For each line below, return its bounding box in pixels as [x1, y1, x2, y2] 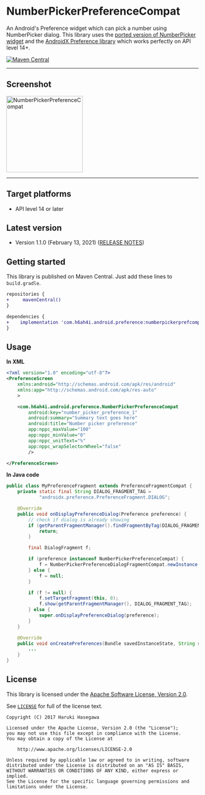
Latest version [6, 222, 62, 233]
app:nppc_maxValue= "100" [28, 427, 92, 433]
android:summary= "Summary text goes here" [28, 415, 138, 421]
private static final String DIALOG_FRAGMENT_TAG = [17, 489, 151, 495]
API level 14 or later [15, 205, 64, 212]
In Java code [6, 471, 40, 478]
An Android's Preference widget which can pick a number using [6, 24, 167, 32]
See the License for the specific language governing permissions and [6, 778, 190, 785]
